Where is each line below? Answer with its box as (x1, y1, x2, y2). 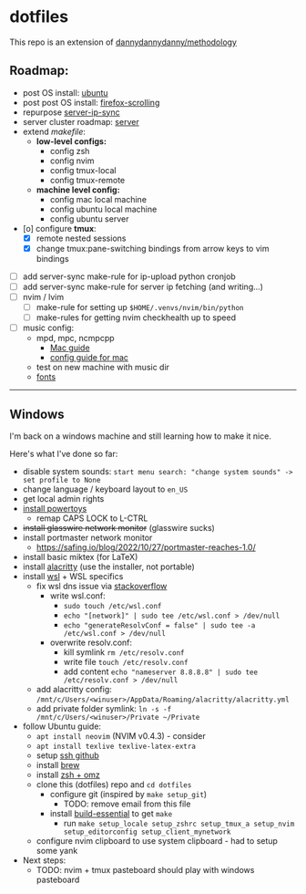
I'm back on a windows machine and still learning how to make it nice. (9, 431, 271, 442)
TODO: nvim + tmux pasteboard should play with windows (36, 865, 255, 876)
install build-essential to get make (49, 808, 173, 819)
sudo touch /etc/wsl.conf (63, 602, 162, 611)
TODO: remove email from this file (63, 798, 191, 809)
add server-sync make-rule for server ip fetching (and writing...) (22, 281, 264, 292)
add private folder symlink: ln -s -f (36, 703, 172, 714)
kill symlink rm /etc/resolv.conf (63, 647, 185, 658)
